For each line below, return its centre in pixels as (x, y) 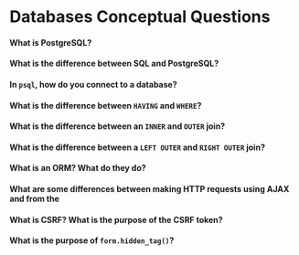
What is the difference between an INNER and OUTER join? (117, 126)
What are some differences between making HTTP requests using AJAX (149, 188)
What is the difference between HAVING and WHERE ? (106, 105)
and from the (34, 198)
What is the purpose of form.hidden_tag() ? (92, 240)
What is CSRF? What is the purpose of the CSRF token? (116, 219)
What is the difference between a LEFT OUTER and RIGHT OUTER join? (137, 147)
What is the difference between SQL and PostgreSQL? (114, 64)
